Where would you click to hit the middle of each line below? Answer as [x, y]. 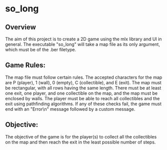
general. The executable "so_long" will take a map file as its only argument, [82, 44]
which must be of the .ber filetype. [41, 50]
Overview [21, 27]
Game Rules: [25, 65]
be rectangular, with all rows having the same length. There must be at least [83, 88]
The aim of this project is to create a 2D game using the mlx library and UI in [83, 39]
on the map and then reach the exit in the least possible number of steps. [80, 142]
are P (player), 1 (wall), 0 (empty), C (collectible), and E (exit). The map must [83, 82]
